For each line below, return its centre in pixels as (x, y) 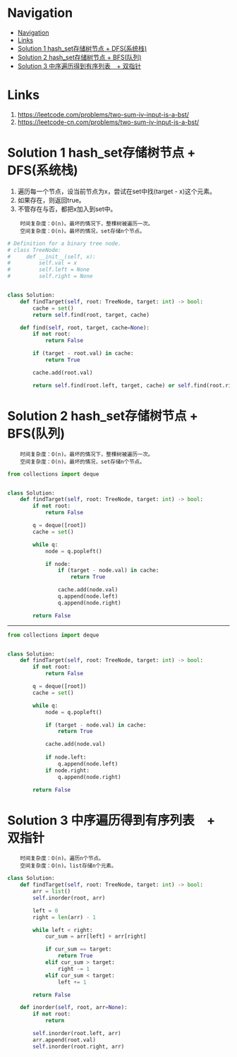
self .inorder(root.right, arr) (79, 1046)
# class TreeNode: (34, 250)
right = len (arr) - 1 (65, 917)
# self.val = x (42, 263)
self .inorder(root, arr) (69, 898)
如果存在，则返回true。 (51, 200)
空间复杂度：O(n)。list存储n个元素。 (68, 866)
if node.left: (66, 757)
